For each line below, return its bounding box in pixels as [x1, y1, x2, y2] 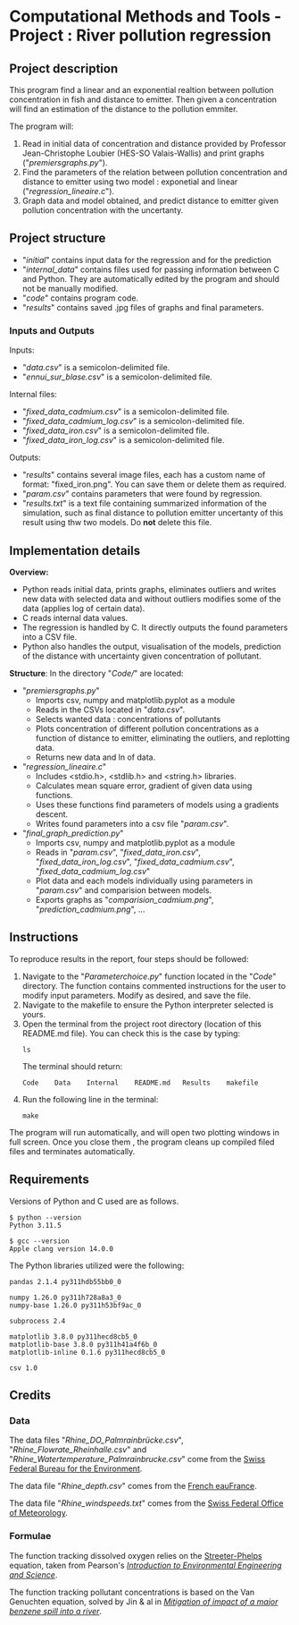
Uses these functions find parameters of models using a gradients [35, 799, 279, 810]
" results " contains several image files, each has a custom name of [21, 470, 266, 481]
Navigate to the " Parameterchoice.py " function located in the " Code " [21, 971, 277, 982]
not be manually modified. [21, 283, 119, 294]
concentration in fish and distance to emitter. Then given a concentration [9, 94, 278, 105]
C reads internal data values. [21, 612, 129, 623]
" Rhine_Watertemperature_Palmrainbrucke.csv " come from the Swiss [9, 1454, 266, 1465]
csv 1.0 [9, 1363, 38, 1373]
